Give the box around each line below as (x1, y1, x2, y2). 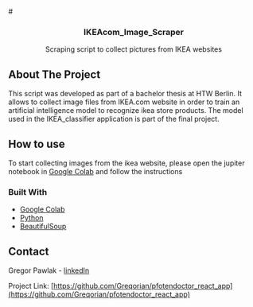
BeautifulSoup (19, 222, 67, 231)
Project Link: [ (8, 282, 54, 291)
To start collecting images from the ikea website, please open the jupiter (8, 158, 245, 168)
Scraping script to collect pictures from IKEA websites (45, 45, 223, 54)
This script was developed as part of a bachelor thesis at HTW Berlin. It (8, 89, 243, 99)
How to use (8, 137, 65, 150)
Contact (8, 244, 49, 258)
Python (19, 213, 44, 223)
